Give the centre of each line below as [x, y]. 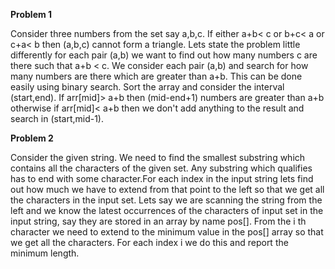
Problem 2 [32, 138]
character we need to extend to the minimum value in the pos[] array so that [167, 232]
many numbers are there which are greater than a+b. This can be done [156, 76]
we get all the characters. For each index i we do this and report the [149, 242]
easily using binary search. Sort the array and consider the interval [147, 87]
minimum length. [45, 253]
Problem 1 [31, 14]
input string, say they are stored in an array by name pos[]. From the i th [158, 221]
